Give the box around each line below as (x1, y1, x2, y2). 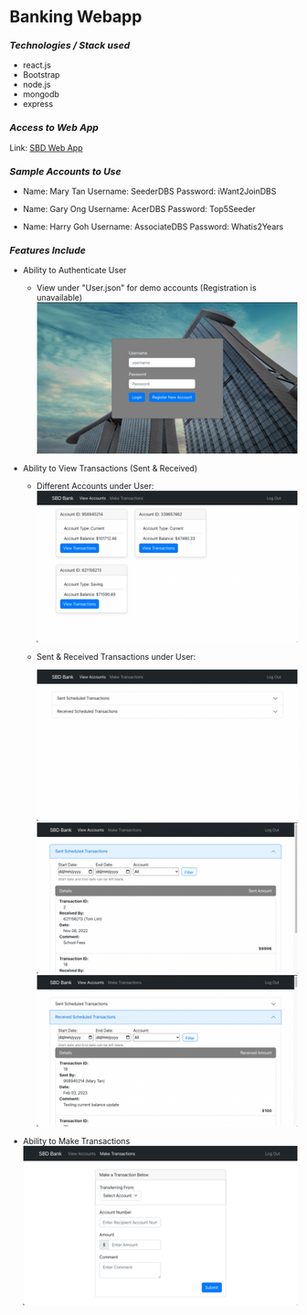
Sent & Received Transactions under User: (36, 651, 196, 662)
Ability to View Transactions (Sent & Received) (22, 463, 198, 474)
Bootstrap (22, 69, 60, 80)
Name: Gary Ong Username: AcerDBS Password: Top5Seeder (22, 204, 256, 215)
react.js (22, 59, 52, 70)
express (22, 99, 53, 110)
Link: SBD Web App (9, 142, 83, 153)
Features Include (9, 244, 87, 257)
